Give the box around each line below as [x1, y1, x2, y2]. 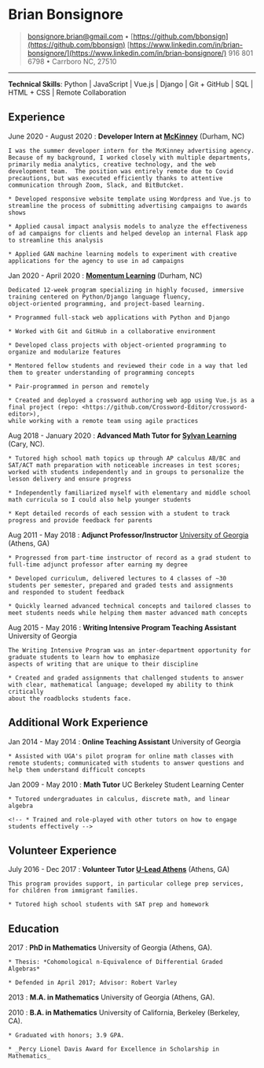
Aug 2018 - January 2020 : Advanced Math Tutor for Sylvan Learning [8, 431, 237, 440]
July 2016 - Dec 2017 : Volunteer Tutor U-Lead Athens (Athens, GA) [8, 865, 230, 874]
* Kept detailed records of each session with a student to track [8, 510, 230, 517]
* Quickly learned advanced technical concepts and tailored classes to [8, 602, 251, 610]
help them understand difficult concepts [8, 766, 146, 773]
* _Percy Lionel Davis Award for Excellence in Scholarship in [8, 1045, 220, 1053]
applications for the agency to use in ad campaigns [8, 257, 185, 265]
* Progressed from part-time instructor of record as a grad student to [8, 554, 251, 562]
